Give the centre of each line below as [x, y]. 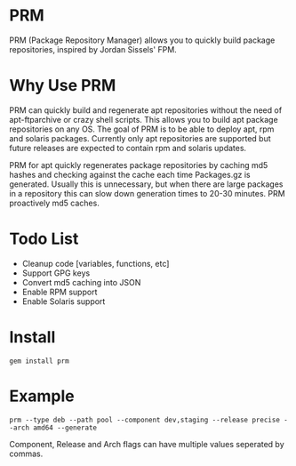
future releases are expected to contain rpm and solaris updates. [128, 148]
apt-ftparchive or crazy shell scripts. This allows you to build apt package [144, 119]
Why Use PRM [63, 86]
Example [42, 396]
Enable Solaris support [64, 301]
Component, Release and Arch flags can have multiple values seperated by [147, 444]
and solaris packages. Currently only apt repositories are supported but [140, 138]
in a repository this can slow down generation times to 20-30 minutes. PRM [148, 193]
